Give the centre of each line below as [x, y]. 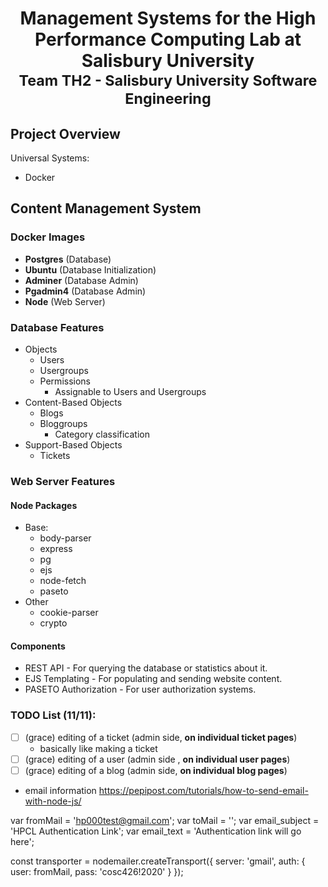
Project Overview [65, 133]
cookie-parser [69, 613]
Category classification [102, 434]
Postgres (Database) [68, 259]
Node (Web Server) [65, 301]
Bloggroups [63, 423]
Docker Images [48, 237]
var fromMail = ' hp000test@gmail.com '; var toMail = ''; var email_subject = [165, 820]
